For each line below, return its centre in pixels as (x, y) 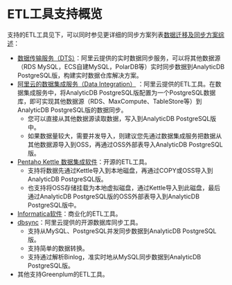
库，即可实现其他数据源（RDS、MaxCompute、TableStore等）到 (109, 101)
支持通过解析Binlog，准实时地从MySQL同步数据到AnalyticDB (114, 257)
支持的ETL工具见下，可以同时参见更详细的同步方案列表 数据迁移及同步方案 (113, 35)
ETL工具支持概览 (55, 14)
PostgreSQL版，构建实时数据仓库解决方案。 (80, 75)
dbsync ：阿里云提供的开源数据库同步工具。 (79, 222)
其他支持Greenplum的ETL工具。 (63, 274)
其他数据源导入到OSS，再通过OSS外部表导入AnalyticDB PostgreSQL (125, 144)
